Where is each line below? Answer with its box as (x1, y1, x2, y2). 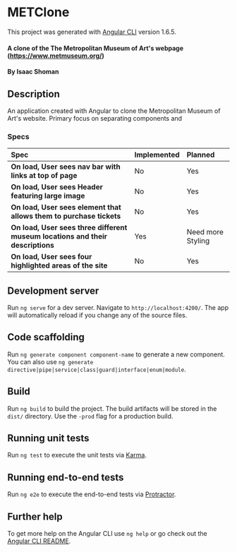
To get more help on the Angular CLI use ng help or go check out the (7, 529, 207, 538)
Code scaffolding (7, 331, 85, 343)
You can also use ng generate (7, 357, 94, 366)
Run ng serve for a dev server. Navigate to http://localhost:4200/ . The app (7, 304, 229, 312)
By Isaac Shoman (7, 68, 59, 76)
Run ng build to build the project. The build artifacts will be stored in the (7, 404, 217, 413)
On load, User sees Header (11, 182, 104, 192)
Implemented (134, 150, 180, 160)
